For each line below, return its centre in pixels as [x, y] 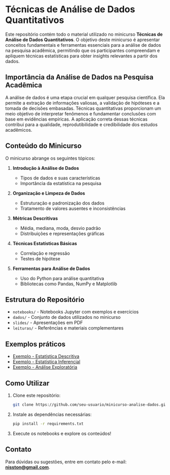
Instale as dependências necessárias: [52, 414]
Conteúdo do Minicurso [44, 146]
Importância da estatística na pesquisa [61, 183]
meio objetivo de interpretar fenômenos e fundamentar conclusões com [81, 113]
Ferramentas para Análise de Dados [51, 269]
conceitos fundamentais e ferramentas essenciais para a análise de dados [83, 45]
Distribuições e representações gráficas [62, 233]
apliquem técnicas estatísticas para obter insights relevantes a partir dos [81, 56]
